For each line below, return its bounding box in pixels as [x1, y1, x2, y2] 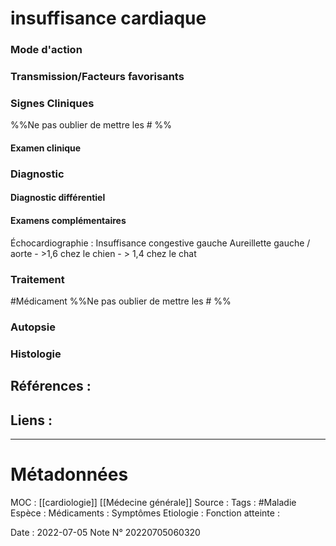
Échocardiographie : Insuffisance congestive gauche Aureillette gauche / [10, 237, 311, 249]
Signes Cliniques [10, 96, 95, 110]
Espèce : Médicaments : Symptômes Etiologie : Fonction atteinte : [10, 507, 280, 519]
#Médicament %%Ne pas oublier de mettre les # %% [10, 295, 232, 307]
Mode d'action [10, 43, 83, 57]
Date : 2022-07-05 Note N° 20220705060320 [10, 526, 201, 538]
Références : [10, 378, 92, 395]
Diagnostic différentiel [10, 192, 106, 204]
